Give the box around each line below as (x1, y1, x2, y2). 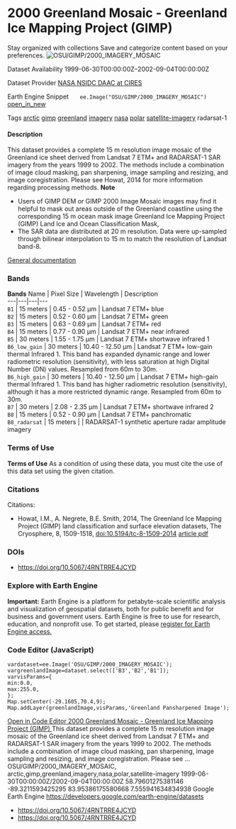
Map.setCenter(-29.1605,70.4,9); (7, 698, 106, 705)
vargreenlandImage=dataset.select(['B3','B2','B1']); (7, 667, 170, 674)
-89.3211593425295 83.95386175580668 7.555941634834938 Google (7, 784, 215, 793)
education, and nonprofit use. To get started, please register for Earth (7, 619, 210, 628)
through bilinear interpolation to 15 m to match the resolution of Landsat (17, 235, 227, 243)
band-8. (17, 243, 42, 251)
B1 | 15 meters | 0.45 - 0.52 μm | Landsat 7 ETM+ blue (7, 305, 164, 313)
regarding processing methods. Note (7, 183, 116, 192)
